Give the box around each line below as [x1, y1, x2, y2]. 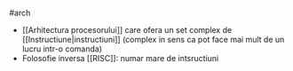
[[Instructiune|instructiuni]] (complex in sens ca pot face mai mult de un [21, 35, 285, 44]
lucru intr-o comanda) [21, 43, 103, 54]
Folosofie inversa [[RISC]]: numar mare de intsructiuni [21, 53, 219, 63]
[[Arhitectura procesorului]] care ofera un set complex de [21, 25, 233, 35]
